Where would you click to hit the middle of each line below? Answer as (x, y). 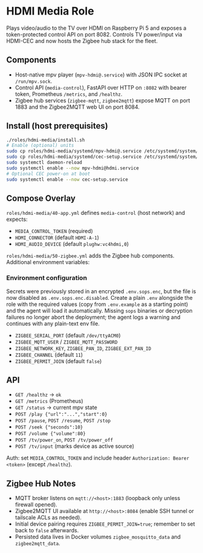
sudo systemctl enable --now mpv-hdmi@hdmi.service (72, 168)
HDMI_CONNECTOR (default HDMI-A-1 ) (57, 237)
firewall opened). (36, 504)
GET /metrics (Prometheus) (49, 401)
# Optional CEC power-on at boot (48, 174)
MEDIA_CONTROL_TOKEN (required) (54, 231)
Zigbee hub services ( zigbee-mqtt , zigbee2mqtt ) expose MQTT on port (102, 100)
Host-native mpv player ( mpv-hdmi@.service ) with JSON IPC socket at (101, 75)
